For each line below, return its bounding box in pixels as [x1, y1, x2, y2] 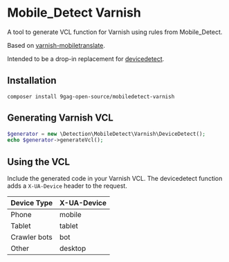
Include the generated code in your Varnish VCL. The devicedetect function [7, 175, 223, 183]
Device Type [10, 198, 53, 208]
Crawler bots [10, 232, 53, 242]
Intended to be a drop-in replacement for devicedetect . [7, 54, 165, 63]
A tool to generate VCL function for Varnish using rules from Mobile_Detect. [7, 28, 223, 36]
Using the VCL [7, 156, 71, 168]
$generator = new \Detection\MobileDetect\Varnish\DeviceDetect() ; [7, 130, 206, 137]
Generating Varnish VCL [7, 112, 114, 124]
